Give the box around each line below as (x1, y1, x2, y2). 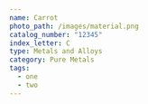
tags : (9, 64, 30, 73)
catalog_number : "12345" (9, 30, 103, 39)
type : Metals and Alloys (9, 47, 103, 56)
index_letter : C (9, 38, 70, 48)
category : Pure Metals (9, 55, 95, 64)
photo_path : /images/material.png (9, 22, 140, 31)
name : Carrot (9, 13, 59, 23)
